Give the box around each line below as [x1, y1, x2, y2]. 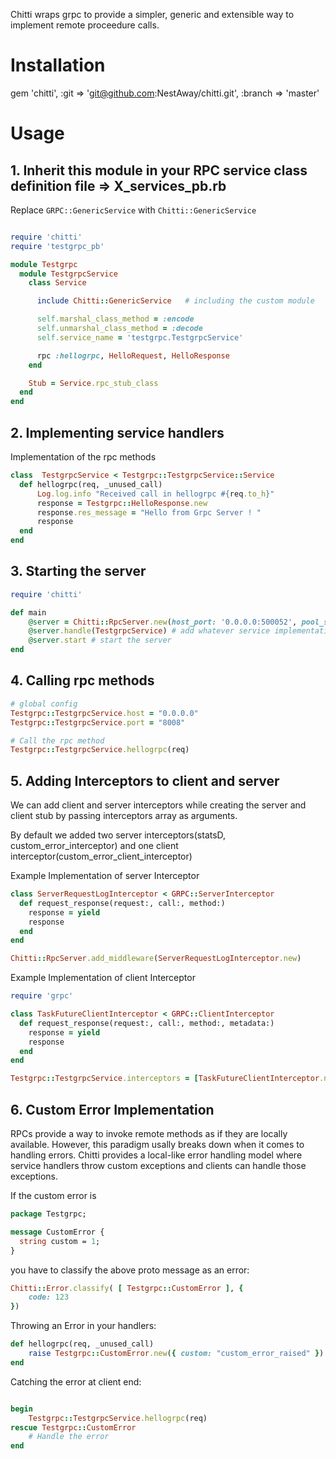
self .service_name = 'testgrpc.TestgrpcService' [36, 332, 244, 343]
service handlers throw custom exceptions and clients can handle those [10, 1160, 307, 1171]
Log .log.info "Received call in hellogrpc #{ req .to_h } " [36, 489, 275, 499]
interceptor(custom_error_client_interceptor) [10, 850, 193, 863]
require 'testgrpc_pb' [10, 241, 105, 251]
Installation [10, 54, 106, 77]
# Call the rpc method [10, 735, 105, 746]
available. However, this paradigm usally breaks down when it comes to [10, 1139, 305, 1150]
